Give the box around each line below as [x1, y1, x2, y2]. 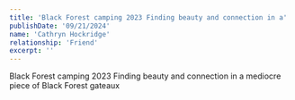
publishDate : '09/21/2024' [9, 21, 111, 30]
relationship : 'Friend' [9, 37, 99, 47]
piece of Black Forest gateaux [9, 80, 120, 91]
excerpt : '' [9, 46, 54, 55]
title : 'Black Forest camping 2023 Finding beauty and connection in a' [9, 12, 288, 22]
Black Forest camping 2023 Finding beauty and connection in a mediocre [9, 71, 282, 81]
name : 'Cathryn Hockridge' [9, 29, 111, 38]
